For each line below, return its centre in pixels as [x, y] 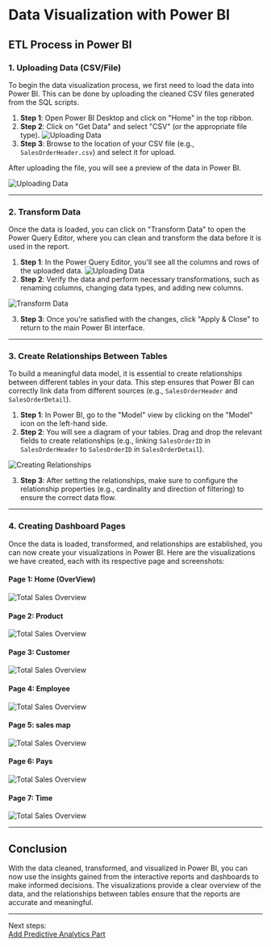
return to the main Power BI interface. [82, 327]
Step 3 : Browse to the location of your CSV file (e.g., [107, 144]
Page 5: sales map [40, 725]
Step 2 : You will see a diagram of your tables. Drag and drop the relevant [141, 432]
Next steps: [27, 926]
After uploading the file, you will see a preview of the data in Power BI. [125, 168]
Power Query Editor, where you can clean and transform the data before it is [135, 238]
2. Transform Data [45, 211]
